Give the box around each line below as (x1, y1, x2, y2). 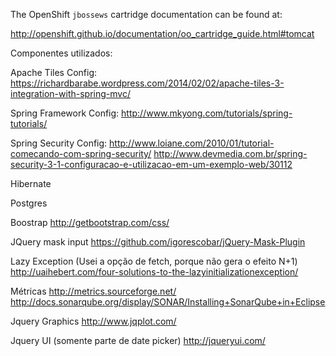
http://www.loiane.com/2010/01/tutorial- (109, 137, 275, 149)
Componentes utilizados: (10, 47, 113, 59)
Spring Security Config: (10, 137, 108, 149)
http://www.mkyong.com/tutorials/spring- (121, 107, 293, 119)
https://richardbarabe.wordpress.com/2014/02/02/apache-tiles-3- (10, 77, 285, 89)
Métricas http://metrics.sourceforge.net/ (10, 285, 177, 297)
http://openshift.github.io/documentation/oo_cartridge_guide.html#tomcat (10, 28, 315, 39)
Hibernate (10, 178, 52, 189)
